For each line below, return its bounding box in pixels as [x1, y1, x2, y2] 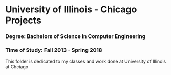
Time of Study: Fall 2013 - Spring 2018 [5, 47, 102, 54]
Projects [5, 14, 42, 26]
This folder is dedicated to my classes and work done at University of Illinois [5, 58, 166, 65]
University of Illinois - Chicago [5, 4, 137, 15]
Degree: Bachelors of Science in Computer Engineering [5, 33, 146, 40]
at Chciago [5, 64, 29, 70]
